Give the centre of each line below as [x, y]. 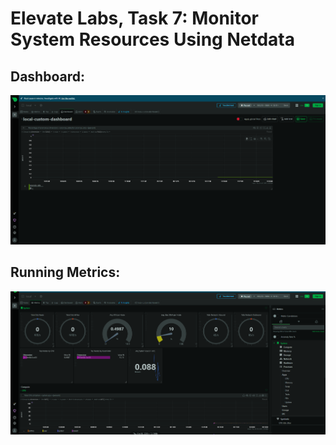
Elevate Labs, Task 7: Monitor [134, 18]
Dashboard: [47, 76]
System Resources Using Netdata [152, 39]
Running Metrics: [65, 272]
